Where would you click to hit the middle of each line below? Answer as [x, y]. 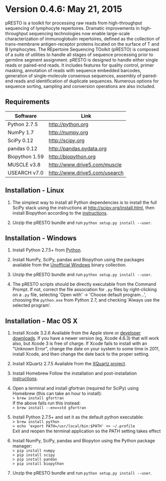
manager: [22, 446]
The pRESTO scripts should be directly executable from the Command [84, 284]
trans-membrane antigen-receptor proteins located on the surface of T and [82, 44]
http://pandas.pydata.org [78, 149]
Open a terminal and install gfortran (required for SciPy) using [76, 388]
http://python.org [69, 124]
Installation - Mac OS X [41, 321]
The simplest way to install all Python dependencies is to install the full [84, 202]
